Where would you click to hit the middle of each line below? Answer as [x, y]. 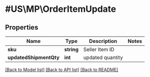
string [71, 49]
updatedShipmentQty [34, 58]
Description [103, 41]
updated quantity [103, 58]
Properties [22, 27]
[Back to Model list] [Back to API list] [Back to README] [62, 70]
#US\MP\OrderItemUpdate [61, 9]
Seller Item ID [99, 49]
